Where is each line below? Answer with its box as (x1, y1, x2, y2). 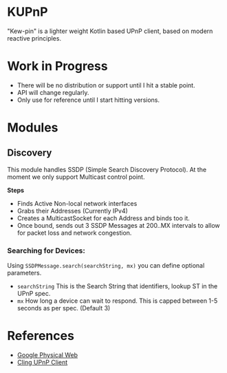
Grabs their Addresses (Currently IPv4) (17, 206, 129, 215)
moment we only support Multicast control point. (7, 173, 145, 181)
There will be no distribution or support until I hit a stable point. (17, 81, 195, 89)
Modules (7, 120, 58, 136)
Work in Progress (7, 58, 108, 74)
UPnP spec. (17, 290, 51, 298)
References (7, 328, 74, 344)
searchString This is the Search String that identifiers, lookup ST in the (17, 282, 218, 290)
